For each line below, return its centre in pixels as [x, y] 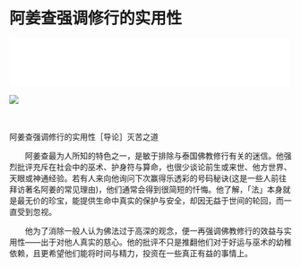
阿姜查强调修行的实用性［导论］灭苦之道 [84, 136]
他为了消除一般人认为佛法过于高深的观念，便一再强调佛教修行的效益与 [154, 230]
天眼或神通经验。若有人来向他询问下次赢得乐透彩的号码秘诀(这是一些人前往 [148, 178]
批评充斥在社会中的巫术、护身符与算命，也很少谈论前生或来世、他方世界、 [154, 167]
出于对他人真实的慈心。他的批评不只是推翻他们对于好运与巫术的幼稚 [166, 242]
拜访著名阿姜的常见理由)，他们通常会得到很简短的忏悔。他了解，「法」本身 [146, 189]
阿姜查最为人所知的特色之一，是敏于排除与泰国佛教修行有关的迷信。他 [154, 155]
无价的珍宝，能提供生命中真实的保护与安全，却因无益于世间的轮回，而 [154, 200]
